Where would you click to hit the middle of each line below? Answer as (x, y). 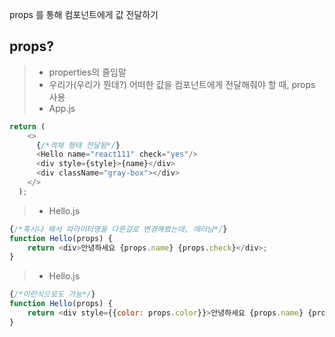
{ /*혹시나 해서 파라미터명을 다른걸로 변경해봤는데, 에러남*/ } (118, 229)
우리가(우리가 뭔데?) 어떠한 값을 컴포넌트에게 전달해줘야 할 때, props (182, 84)
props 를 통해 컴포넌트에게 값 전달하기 (84, 14)
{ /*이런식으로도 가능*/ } (52, 294)
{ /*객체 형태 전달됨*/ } (78, 145)
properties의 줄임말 (87, 72)
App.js (62, 108)
